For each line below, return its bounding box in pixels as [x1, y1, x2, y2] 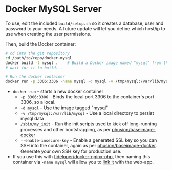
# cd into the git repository [5, 51, 70, 56]
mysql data [20, 116, 44, 122]
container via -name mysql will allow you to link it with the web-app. [12, 159, 154, 165]
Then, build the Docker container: [5, 40, 76, 47]
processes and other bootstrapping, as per [20, 126, 111, 133]
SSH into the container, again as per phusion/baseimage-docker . [20, 143, 157, 149]
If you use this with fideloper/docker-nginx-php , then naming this [12, 154, 150, 160]
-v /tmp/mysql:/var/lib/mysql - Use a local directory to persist [20, 110, 155, 116]
